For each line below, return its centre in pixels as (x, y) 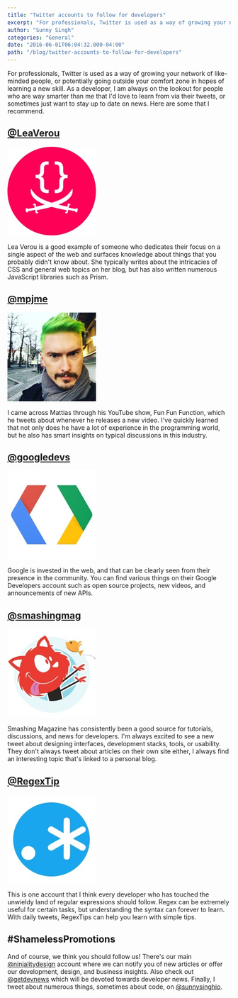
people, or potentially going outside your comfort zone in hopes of (127, 81)
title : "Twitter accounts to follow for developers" (87, 15)
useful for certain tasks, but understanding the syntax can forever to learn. (116, 910)
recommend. (26, 111)
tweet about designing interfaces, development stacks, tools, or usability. (114, 744)
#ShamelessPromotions (61, 939)
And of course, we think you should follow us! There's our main (100, 956)
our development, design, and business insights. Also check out (101, 971)
